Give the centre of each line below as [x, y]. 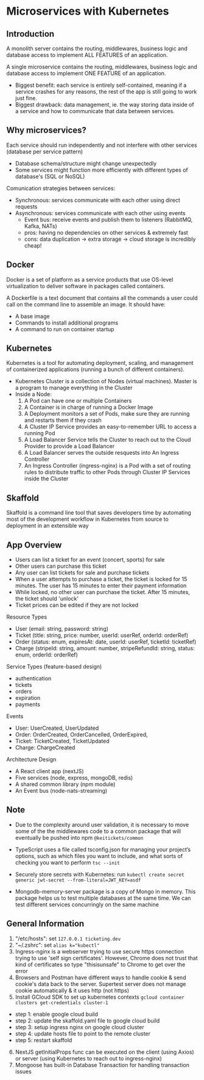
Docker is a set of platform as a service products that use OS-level [90, 279]
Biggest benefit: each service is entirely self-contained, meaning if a [101, 85]
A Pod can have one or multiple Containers [78, 401]
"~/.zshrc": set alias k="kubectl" [57, 945]
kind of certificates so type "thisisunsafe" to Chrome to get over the [100, 964]
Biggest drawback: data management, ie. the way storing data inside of [104, 105]
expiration [28, 698]
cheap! [33, 245]
